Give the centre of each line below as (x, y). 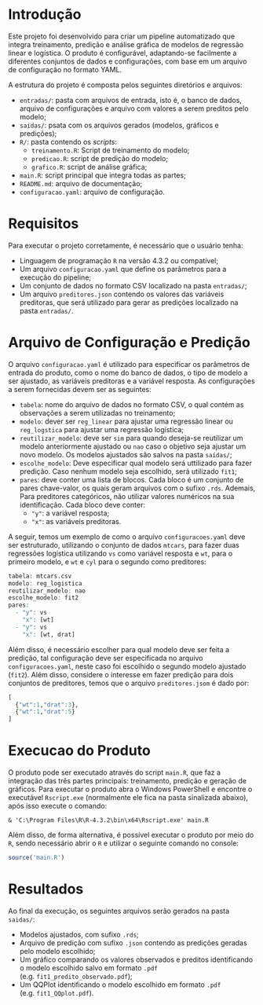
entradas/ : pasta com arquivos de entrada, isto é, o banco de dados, (130, 100)
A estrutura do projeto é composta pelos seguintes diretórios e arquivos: (126, 85)
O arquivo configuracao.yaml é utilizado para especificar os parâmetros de (129, 364)
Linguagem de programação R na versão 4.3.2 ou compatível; (119, 260)
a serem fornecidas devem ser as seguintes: (80, 389)
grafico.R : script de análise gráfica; (89, 167)
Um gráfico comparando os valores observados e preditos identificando (136, 959)
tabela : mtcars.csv (40, 576)
